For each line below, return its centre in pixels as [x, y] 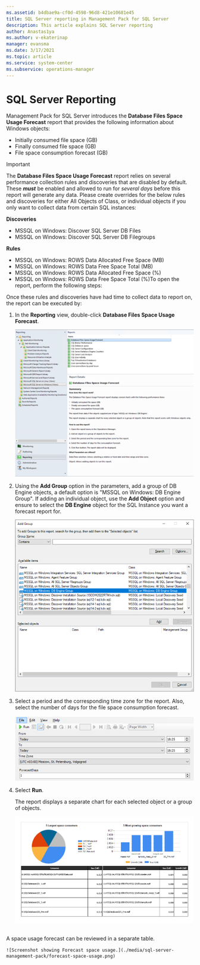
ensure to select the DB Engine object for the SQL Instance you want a [101, 505]
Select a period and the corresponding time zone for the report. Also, [99, 701]
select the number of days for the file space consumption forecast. [97, 707]
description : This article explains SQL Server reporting [79, 25]
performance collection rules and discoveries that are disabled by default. [97, 183]
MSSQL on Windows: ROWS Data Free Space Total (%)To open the [97, 279]
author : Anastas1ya [30, 32]
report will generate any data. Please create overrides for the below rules [96, 195]
